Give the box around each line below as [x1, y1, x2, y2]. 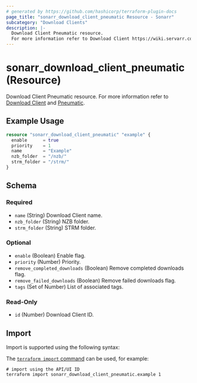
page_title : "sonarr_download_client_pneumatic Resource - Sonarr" [6, 14, 175, 20]
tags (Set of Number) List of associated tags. [14, 283, 124, 290]
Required [6, 198, 33, 206]
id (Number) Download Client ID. [14, 311, 94, 318]
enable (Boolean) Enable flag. [14, 252, 86, 259]
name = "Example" [11, 148, 72, 154]
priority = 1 [11, 143, 51, 148]
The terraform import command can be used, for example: [6, 355, 149, 362]
